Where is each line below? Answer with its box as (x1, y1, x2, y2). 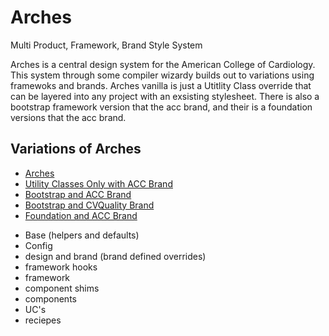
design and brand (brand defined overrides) (24, 250, 207, 262)
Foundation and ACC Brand (24, 209, 138, 221)
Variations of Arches (10, 141, 142, 158)
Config (24, 239, 53, 251)
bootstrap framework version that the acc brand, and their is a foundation (10, 101, 313, 113)
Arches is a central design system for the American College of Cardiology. (10, 58, 316, 70)
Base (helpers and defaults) (24, 229, 140, 241)
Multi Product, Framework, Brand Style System (10, 39, 203, 51)
